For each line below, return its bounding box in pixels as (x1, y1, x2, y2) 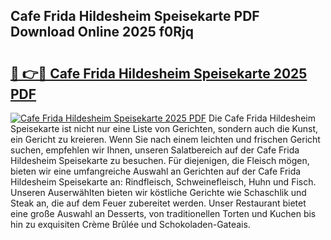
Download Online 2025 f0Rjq (10, 24, 194, 41)
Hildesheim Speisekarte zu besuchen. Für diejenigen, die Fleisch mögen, (10, 155, 310, 166)
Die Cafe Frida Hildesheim (208, 112, 316, 124)
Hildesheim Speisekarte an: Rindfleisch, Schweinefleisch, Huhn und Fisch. (10, 176, 317, 188)
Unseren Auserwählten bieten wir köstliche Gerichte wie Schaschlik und (10, 187, 307, 198)
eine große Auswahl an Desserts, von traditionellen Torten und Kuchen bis (10, 208, 317, 219)
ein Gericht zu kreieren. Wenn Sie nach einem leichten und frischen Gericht (10, 134, 321, 145)
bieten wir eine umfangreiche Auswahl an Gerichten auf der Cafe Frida (10, 165, 302, 177)
